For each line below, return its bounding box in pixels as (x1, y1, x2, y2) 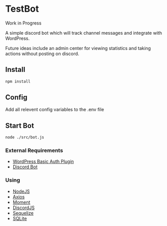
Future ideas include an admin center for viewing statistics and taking (5, 45, 151, 51)
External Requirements (5, 147, 64, 154)
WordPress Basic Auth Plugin (12, 159, 74, 165)
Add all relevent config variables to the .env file (5, 107, 104, 113)
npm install (5, 79, 31, 84)
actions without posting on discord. (5, 51, 79, 57)
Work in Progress (5, 20, 42, 26)
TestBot (5, 3, 39, 15)
